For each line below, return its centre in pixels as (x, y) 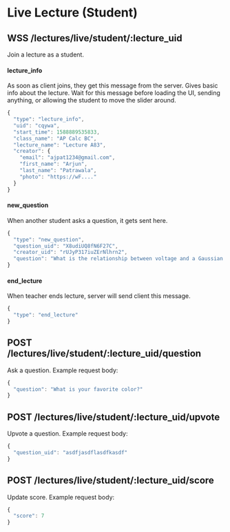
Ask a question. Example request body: (63, 370)
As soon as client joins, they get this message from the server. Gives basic (113, 86)
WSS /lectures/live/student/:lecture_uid (95, 38)
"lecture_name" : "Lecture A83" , (60, 145)
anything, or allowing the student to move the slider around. (92, 100)
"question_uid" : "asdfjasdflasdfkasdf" (71, 452)
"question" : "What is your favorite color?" (78, 389)
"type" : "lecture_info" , (49, 119)
